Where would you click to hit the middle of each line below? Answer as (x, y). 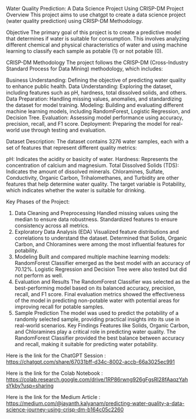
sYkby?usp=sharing (30, 386)
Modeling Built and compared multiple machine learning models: (92, 257)
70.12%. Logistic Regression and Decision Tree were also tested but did (101, 269)
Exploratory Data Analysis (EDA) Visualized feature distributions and (97, 232)
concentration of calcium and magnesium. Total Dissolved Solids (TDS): (93, 165)
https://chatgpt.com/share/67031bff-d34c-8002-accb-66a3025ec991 (90, 362)
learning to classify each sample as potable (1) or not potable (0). (85, 51)
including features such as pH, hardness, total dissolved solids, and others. (97, 93)
